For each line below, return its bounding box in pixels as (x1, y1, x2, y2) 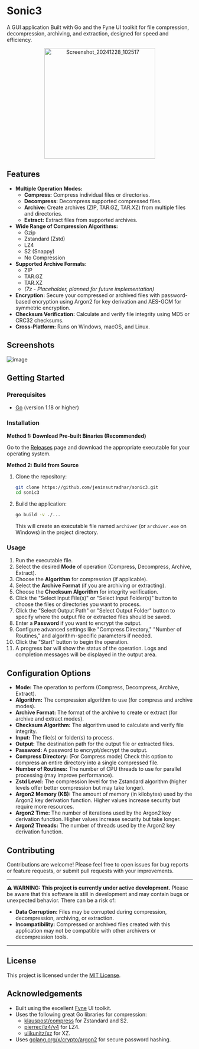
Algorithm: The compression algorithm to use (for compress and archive (15, 696, 193, 703)
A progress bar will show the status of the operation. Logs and (15, 645, 167, 652)
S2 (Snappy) (24, 247, 55, 255)
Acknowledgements (6, 989, 83, 999)
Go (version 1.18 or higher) (15, 404, 79, 411)
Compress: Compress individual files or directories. (24, 191, 150, 198)
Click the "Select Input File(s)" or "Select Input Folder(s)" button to (15, 595, 178, 602)
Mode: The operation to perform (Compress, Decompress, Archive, (15, 684, 180, 691)
